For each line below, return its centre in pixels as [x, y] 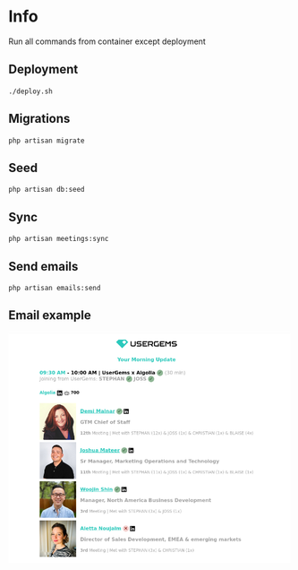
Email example [50, 315]
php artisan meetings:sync [59, 239]
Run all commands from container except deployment [107, 41]
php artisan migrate [47, 141]
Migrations [39, 119]
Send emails [43, 266]
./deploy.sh [30, 91]
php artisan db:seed [47, 190]
